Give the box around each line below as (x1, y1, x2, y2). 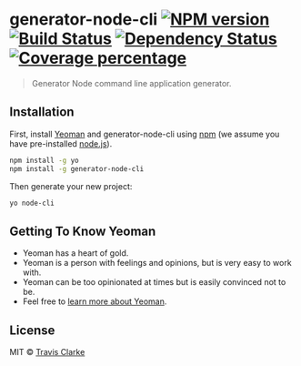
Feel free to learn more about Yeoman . (22, 296, 167, 307)
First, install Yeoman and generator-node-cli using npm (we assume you (9, 128, 280, 139)
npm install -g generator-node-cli (9, 164, 145, 173)
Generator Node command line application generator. (31, 77, 232, 88)
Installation (9, 105, 75, 120)
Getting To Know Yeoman (9, 223, 156, 239)
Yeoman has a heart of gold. (22, 248, 129, 259)
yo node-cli (9, 198, 55, 208)
